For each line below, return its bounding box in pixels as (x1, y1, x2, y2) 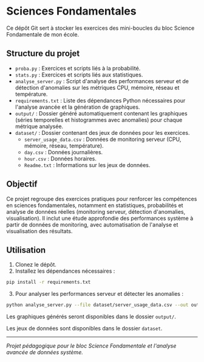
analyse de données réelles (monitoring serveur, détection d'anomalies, (6, 208, 186, 215)
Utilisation (6, 245, 46, 255)
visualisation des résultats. (6, 227, 73, 234)
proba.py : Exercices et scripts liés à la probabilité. (15, 64, 141, 72)
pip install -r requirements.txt (6, 279, 91, 285)
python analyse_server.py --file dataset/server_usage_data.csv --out (6, 302, 189, 308)
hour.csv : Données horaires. (24, 155, 97, 162)
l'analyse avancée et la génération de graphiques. (15, 103, 140, 111)
